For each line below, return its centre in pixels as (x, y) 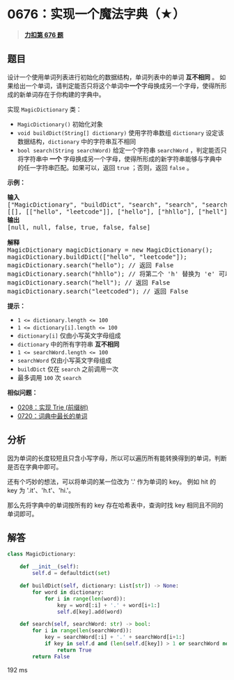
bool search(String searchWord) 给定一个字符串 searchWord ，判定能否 (119, 150)
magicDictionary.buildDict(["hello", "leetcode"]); (97, 257)
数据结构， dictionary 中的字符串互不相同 (77, 141)
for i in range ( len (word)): (85, 599)
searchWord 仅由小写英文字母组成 (64, 360)
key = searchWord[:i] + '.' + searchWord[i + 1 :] (115, 638)
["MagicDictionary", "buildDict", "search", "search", (103, 205)
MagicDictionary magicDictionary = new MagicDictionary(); (110, 250)
